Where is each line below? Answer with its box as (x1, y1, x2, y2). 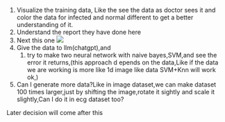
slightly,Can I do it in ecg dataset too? (16, 95, 124, 103)
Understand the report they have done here (16, 28, 142, 36)
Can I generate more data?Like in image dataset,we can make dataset (16, 80, 217, 89)
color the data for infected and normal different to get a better (16, 13, 194, 21)
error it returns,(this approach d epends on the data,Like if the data (26, 58, 219, 67)
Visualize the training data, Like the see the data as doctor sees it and (16, 6, 216, 14)
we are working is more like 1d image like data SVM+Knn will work (26, 66, 216, 73)
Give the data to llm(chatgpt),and (16, 44, 112, 51)
